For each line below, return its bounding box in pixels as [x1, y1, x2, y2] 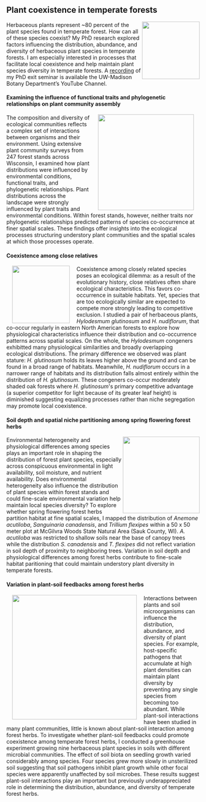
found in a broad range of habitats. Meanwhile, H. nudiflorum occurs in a [6, 363, 190, 370]
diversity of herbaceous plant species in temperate [6, 47, 135, 55]
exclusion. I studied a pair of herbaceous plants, [76, 311, 198, 318]
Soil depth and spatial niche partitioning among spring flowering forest [6, 416, 191, 424]
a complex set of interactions [6, 127, 80, 134]
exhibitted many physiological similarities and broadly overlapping [6, 343, 174, 351]
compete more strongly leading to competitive [76, 305, 193, 312]
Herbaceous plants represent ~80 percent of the [6, 21, 129, 28]
